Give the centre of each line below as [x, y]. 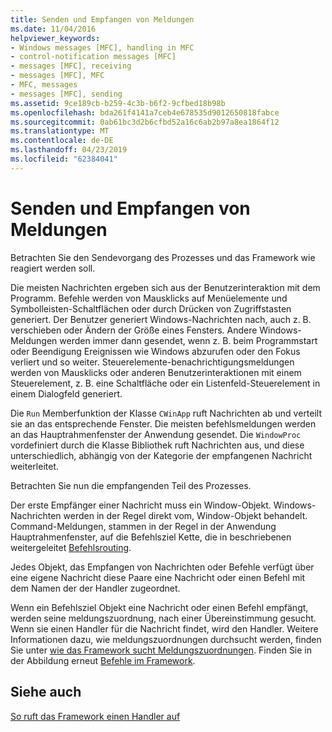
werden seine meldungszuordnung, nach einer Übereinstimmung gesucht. [163, 618]
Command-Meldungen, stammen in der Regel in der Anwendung [143, 526]
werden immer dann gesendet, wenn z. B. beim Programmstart [188, 340]
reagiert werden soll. [53, 268]
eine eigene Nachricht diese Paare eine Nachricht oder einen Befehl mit [158, 577]
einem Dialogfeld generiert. [66, 393]
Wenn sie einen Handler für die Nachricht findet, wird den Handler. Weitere [164, 628]
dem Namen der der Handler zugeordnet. [95, 588]
